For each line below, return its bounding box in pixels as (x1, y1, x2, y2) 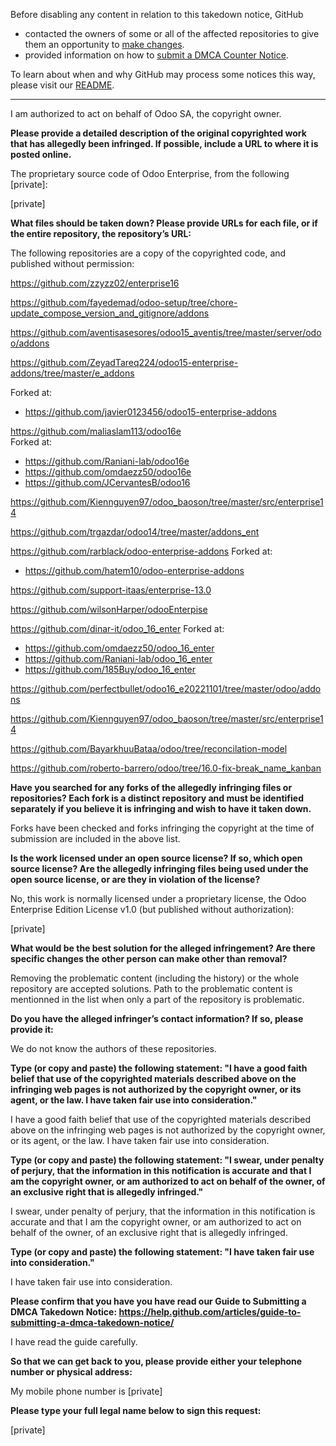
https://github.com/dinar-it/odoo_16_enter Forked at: (10, 623, 225, 634)
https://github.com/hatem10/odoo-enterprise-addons (24, 565, 245, 576)
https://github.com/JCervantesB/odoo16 (24, 477, 191, 488)
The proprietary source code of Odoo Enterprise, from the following (10, 168, 290, 179)
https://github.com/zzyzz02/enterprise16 (10, 277, 180, 289)
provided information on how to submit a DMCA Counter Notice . (24, 49, 289, 61)
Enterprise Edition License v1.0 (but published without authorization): (10, 904, 295, 915)
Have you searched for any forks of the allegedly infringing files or (10, 782, 293, 793)
